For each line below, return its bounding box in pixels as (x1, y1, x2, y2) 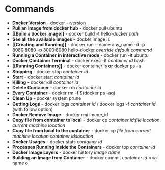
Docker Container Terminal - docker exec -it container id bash (12, 57, 145, 63)
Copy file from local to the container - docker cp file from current (12, 127, 151, 133)
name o (12, 160, 29, 166)
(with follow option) (12, 106, 53, 112)
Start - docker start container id (12, 74, 79, 80)
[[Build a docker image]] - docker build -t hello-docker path (12, 30, 139, 37)
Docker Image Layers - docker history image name (12, 149, 121, 155)
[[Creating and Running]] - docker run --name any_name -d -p (12, 41, 145, 47)
